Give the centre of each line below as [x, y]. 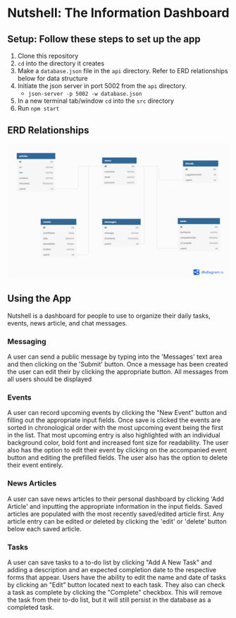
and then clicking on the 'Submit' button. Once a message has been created [118, 364]
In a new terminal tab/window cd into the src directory [96, 101]
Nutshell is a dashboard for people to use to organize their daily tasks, [109, 316]
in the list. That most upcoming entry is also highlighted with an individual [114, 435]
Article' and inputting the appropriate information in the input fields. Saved [115, 506]
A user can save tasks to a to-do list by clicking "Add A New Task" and [110, 562]
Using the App [39, 298]
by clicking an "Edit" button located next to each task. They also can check [116, 585]
